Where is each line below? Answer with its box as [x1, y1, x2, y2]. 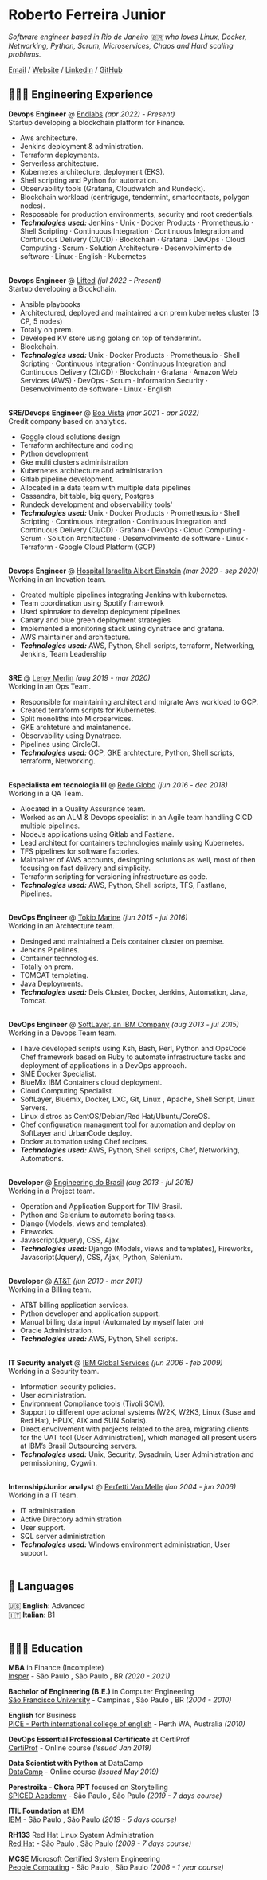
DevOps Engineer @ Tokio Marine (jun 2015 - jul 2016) [8, 913, 189, 922]
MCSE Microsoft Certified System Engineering [8, 1854, 161, 1864]
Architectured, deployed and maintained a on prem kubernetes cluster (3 [19, 308, 260, 317]
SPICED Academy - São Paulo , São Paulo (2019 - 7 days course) [8, 1791, 222, 1800]
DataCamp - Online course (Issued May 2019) [8, 1767, 159, 1776]
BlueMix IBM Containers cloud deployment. [19, 1077, 163, 1087]
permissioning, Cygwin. [19, 1458, 98, 1467]
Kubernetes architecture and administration [19, 465, 163, 475]
